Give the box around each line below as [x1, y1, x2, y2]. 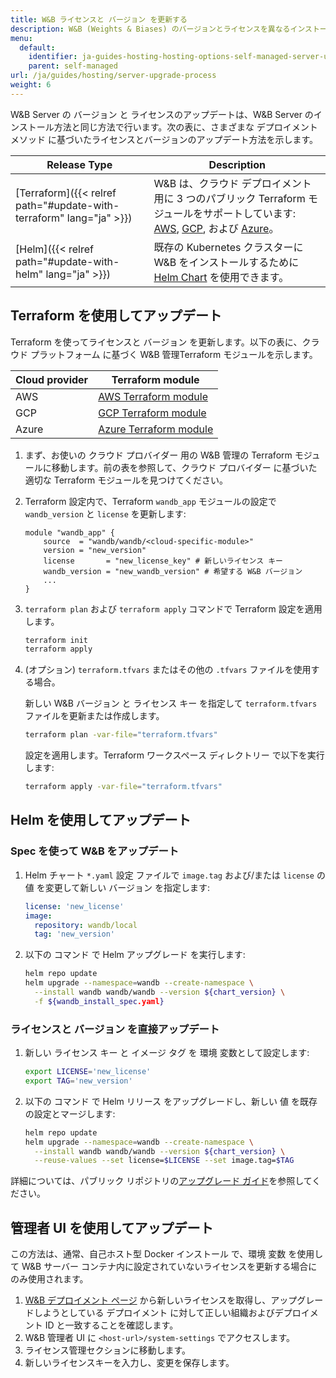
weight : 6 [10, 80, 52, 90]
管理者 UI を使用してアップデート [10, 1219, 214, 1236]
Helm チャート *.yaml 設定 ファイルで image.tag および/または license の [24, 869, 326, 881]
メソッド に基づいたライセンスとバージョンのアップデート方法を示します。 [10, 133, 318, 145]
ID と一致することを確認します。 [44, 1319, 179, 1331]
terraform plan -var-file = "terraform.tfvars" [24, 730, 218, 740]
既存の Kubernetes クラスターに [153, 240, 304, 254]
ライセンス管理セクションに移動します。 [24, 1344, 192, 1356]
